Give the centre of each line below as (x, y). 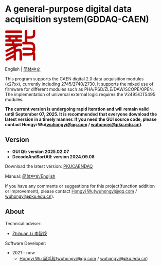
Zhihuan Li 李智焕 (30, 233)
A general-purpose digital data (69, 9)
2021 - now (23, 252)
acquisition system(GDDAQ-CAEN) (77, 19)
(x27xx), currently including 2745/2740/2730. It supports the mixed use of (79, 84)
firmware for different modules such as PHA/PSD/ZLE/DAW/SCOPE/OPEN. (80, 89)
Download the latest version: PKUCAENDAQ (49, 166)
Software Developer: (26, 243)
